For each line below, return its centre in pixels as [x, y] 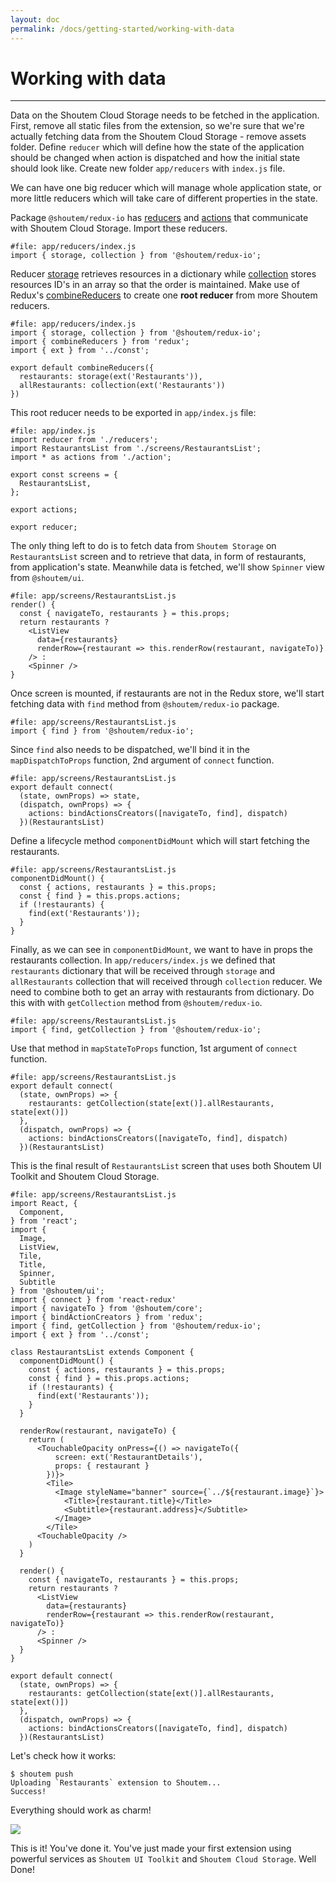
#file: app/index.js [53, 431]
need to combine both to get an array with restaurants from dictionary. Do [162, 992]
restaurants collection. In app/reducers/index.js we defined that [143, 960]
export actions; [44, 510]
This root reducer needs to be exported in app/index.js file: [133, 413]
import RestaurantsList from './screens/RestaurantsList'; [136, 449]
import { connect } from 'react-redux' [93, 1300]
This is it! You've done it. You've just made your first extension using [151, 1848]
